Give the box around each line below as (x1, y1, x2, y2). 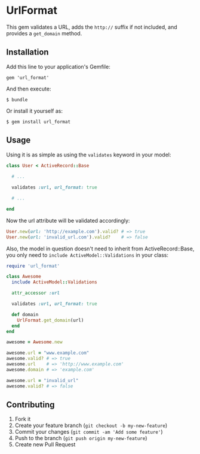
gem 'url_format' (6, 74, 50, 81)
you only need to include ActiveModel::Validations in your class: (6, 251, 169, 258)
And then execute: (6, 85, 51, 92)
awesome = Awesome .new (6, 339, 63, 345)
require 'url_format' (6, 263, 60, 269)
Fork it (14, 416, 31, 423)
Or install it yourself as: (6, 107, 63, 114)
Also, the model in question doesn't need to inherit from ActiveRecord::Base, (6, 245, 195, 252)
